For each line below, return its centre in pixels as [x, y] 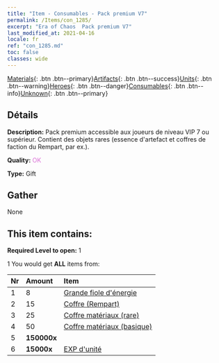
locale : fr [23, 40]
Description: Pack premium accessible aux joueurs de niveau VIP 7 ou [108, 132]
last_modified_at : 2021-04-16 [51, 33]
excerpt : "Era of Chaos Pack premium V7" [70, 26]
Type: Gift [22, 174]
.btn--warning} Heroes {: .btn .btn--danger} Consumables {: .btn [96, 86]
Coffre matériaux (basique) [108, 327]
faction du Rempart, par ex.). [48, 146]
